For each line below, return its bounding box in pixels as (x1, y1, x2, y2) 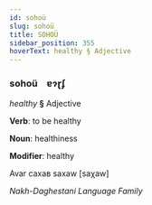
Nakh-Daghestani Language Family (9, 186, 143, 197)
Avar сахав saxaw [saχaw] (9, 168, 109, 179)
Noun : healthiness (9, 133, 79, 144)
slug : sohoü (9, 22, 54, 31)
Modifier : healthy (9, 151, 75, 162)
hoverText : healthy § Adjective (9, 47, 131, 56)
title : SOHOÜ (9, 30, 59, 39)
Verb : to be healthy (9, 116, 81, 126)
